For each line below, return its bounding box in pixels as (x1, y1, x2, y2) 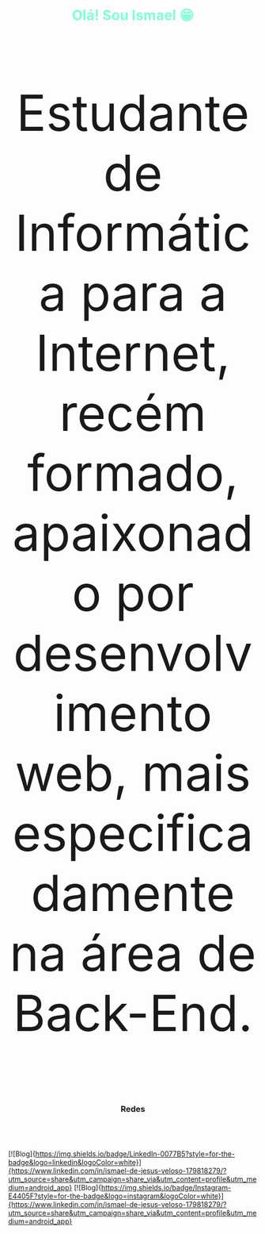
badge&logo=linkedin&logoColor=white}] (8, 1158, 142, 1167)
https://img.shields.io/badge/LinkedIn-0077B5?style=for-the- (35, 1149, 236, 1159)
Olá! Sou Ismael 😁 (71, 6, 195, 25)
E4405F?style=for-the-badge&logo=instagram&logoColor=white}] (8, 1191, 224, 1201)
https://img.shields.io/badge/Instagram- (100, 1183, 232, 1193)
